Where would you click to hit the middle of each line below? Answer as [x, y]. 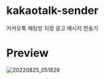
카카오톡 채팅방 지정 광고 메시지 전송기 [52, 28]
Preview [28, 53]
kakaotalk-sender [52, 11]
